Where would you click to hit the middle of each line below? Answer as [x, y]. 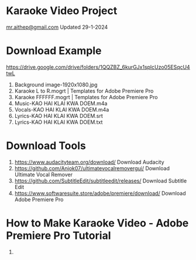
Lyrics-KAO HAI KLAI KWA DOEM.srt [59, 116]
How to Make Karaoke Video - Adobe [97, 223]
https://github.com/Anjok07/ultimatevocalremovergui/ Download [92, 168]
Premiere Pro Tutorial [59, 235]
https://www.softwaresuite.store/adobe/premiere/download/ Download [100, 193]
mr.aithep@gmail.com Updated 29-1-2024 [57, 27]
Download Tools [46, 146]
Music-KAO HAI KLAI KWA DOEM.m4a [61, 103]
